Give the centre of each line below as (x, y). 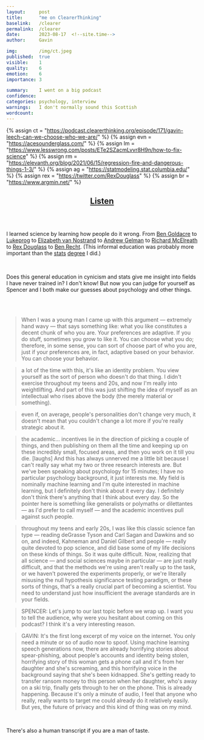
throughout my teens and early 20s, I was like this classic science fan (108, 528)
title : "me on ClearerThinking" (54, 18)
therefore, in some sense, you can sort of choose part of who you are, (109, 346)
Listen (102, 201)
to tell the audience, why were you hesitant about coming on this (102, 618)
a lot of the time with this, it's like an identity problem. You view (100, 370)
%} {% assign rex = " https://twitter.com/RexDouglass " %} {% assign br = (98, 175)
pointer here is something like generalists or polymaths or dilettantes (107, 504)
